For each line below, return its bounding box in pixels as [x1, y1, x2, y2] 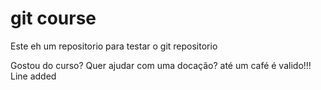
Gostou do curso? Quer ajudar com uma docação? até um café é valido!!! [10, 59, 312, 71]
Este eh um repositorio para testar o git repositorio [10, 40, 218, 52]
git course [10, 7, 97, 30]
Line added [10, 70, 57, 82]
